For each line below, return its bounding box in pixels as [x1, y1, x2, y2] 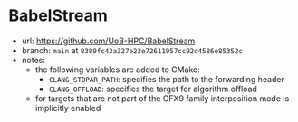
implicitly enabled [34, 102, 101, 113]
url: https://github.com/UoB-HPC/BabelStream [21, 35, 196, 46]
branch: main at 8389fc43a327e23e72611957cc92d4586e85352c [21, 44, 244, 55]
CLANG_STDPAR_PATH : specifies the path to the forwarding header [48, 73, 284, 84]
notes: [21, 54, 46, 65]
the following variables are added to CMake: [34, 64, 200, 75]
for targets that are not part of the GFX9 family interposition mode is [34, 92, 290, 104]
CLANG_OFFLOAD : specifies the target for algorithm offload [48, 83, 257, 94]
